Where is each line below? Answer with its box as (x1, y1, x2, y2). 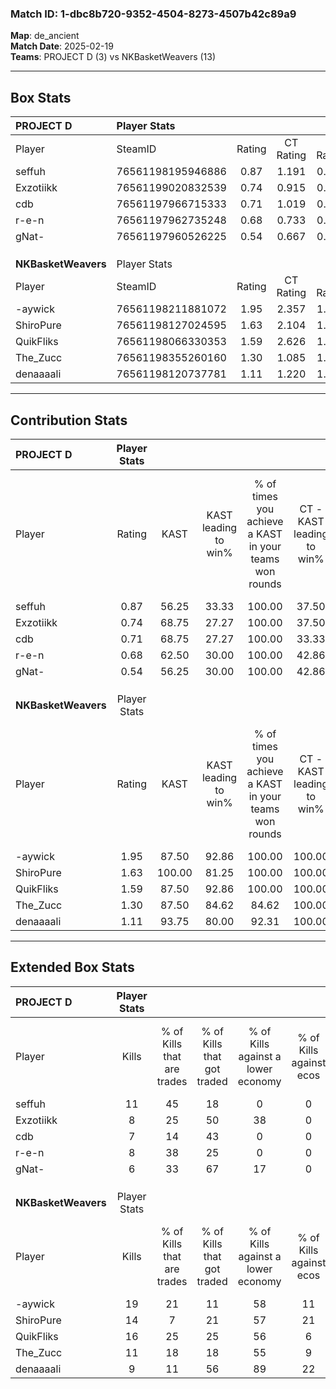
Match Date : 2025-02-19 (10, 40, 114, 52)
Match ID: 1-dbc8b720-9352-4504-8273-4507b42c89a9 (10, 7, 297, 21)
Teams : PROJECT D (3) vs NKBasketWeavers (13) (10, 51, 217, 63)
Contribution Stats (10, 412, 128, 429)
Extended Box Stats (10, 959, 135, 976)
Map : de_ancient (10, 30, 80, 42)
